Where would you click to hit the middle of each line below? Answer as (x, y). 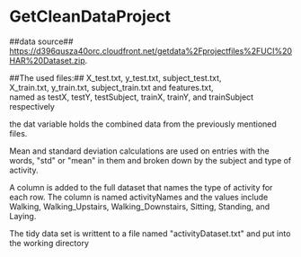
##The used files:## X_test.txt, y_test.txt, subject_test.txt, (115, 77)
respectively (32, 106)
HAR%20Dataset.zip (47, 60)
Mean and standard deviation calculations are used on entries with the (139, 151)
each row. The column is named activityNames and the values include (139, 197)
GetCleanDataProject (90, 17)
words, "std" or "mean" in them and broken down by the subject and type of (150, 160)
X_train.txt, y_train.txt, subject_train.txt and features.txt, (111, 87)
